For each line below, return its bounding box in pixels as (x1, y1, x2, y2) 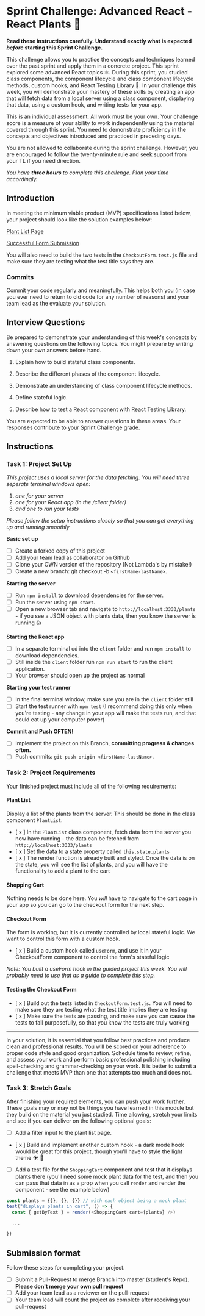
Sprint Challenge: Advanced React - (6, 4, 193, 18)
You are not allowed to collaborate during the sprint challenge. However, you (6, 144, 199, 151)
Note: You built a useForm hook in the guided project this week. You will (6, 965, 187, 973)
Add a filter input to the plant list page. (15, 1129, 112, 1136)
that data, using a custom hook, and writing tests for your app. (6, 101, 163, 108)
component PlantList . (6, 816, 63, 824)
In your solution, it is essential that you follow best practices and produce (6, 1036, 190, 1043)
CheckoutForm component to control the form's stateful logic (15, 953, 170, 961)
